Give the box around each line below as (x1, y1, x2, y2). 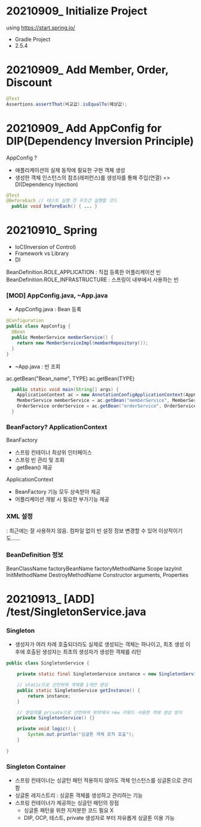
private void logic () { (17, 726, 77, 732)
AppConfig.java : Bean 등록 (14, 306, 82, 313)
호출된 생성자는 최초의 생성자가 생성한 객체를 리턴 (26, 648, 142, 655)
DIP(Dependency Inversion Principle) (6, 134, 194, 148)
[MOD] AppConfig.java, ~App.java (6, 291, 108, 300)
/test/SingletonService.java (6, 605, 147, 618)
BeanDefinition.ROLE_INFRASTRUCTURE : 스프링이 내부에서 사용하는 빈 (6, 276, 179, 283)
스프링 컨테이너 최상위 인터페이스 (14, 449, 92, 456)
